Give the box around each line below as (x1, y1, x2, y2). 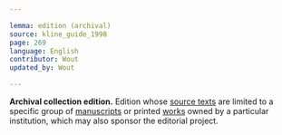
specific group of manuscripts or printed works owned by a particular (9, 106, 269, 116)
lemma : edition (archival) (9, 21, 112, 30)
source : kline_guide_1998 (9, 29, 107, 39)
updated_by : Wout (9, 63, 75, 72)
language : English (9, 46, 79, 55)
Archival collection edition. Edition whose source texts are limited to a (9, 96, 274, 107)
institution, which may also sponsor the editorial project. (9, 115, 219, 126)
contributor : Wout (9, 55, 79, 64)
